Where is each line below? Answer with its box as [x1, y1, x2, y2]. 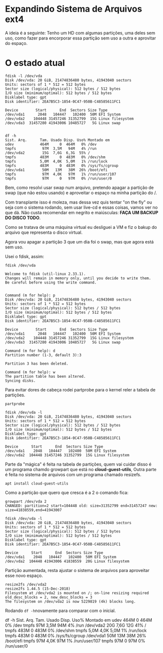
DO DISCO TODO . [5, 215, 41, 221]
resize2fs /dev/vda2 [5, 582, 47, 587]
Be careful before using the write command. [5, 280, 97, 285]
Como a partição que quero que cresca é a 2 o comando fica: [5, 490, 129, 495]
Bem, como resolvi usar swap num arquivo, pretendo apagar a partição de [5, 184, 154, 190]
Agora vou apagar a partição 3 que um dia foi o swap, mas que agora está [5, 239, 154, 245]
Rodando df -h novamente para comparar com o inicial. [5, 608, 116, 613]
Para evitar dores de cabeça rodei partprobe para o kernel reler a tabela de [5, 387, 156, 392]
